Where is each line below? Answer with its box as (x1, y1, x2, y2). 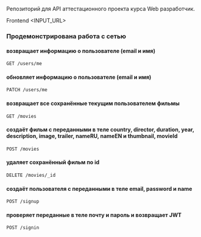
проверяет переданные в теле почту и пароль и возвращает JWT (6, 211, 182, 218)
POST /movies (6, 146, 40, 152)
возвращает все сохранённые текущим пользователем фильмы (6, 100, 180, 107)
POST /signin (6, 225, 40, 231)
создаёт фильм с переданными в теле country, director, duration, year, (6, 126, 195, 133)
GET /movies (6, 113, 37, 119)
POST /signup (6, 199, 40, 205)
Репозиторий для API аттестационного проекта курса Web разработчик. (6, 5, 196, 12)
